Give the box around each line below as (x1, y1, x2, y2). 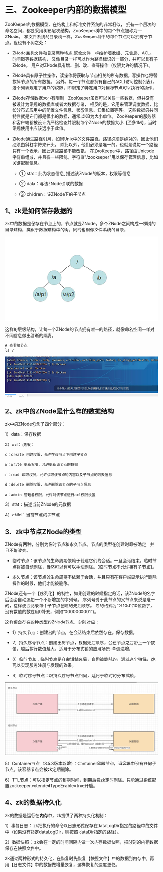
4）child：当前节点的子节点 (5, 512, 60, 518)
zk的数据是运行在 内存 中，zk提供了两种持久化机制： (5, 812, 108, 818)
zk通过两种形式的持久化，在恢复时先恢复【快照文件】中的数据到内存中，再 (5, 855, 154, 861)
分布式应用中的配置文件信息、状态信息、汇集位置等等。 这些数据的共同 (16, 107, 158, 113)
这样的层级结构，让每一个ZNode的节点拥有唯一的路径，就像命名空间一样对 (5, 326, 155, 332)
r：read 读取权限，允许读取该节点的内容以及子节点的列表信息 (5, 472, 113, 477)
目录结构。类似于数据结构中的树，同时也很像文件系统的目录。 (5, 227, 129, 232)
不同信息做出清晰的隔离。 (5, 333, 56, 338)
